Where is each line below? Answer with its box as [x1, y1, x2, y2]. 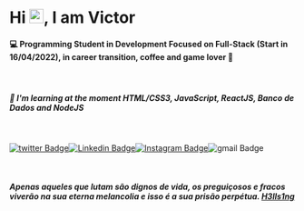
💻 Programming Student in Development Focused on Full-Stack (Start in [9, 38, 289, 49]
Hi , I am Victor [9, 7, 136, 28]
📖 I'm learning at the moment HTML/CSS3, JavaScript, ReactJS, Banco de [9, 92, 295, 103]
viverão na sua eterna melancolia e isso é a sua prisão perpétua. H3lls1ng [9, 190, 295, 202]
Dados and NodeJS [9, 102, 84, 113]
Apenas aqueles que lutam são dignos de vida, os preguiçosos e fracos [9, 181, 286, 192]
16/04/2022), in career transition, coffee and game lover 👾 [9, 51, 234, 62]
